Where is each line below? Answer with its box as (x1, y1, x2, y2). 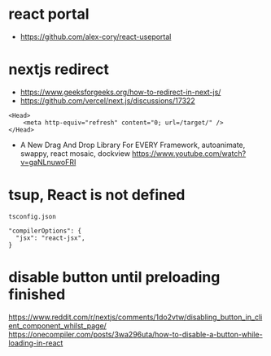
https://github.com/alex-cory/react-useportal (20, 32, 172, 41)
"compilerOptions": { (8, 227, 82, 235)
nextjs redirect (8, 60, 110, 79)
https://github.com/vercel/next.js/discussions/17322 (20, 95, 195, 106)
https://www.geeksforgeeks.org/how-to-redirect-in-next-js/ (20, 87, 221, 97)
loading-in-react (8, 338, 63, 348)
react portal (8, 5, 90, 24)
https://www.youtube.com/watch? (131, 148, 247, 158)
